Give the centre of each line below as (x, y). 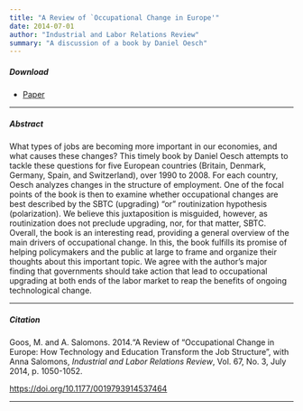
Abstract (26, 124)
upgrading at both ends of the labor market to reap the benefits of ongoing (148, 281)
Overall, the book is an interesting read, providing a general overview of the (150, 233)
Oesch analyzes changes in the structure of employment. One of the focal (147, 185)
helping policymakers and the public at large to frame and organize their (143, 252)
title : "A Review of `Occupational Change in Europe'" (115, 18)
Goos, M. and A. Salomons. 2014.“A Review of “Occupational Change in (142, 342)
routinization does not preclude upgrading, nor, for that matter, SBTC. (138, 223)
